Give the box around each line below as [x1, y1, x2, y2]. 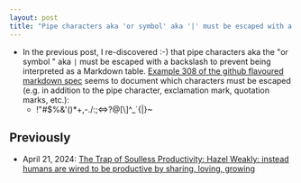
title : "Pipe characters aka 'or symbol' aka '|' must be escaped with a [9, 22, 293, 31]
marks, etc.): [22, 94, 70, 105]
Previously [9, 130, 71, 145]
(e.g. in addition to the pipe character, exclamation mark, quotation [22, 85, 270, 96]
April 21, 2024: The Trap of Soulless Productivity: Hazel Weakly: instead [22, 154, 290, 165]
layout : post [9, 13, 59, 23]
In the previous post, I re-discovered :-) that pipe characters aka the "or [22, 46, 288, 57]
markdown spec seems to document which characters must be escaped [22, 75, 291, 86]
